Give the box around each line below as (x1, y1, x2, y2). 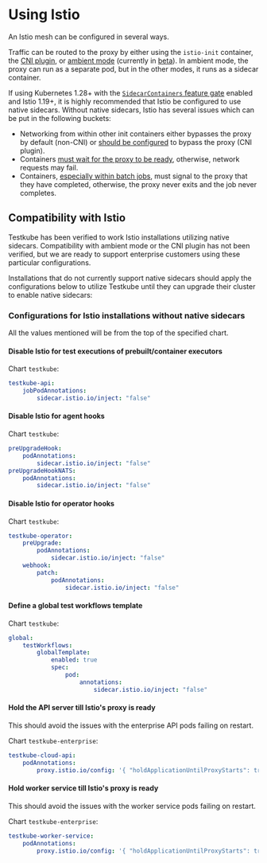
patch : (37, 568, 59, 576)
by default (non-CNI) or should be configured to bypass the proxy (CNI (19, 137, 253, 146)
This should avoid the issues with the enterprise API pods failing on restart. (8, 720, 254, 730)
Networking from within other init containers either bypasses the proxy (19, 129, 252, 139)
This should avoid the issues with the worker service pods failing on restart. (8, 801, 257, 810)
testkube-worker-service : (8, 832, 94, 840)
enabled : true (50, 656, 98, 664)
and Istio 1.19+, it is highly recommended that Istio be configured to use (8, 96, 242, 106)
